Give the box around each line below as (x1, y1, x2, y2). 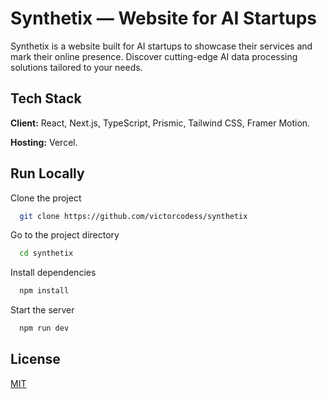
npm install (19, 286, 70, 296)
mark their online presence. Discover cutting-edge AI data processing (10, 50, 298, 62)
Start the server (10, 304, 75, 316)
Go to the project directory (10, 229, 120, 241)
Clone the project (10, 192, 82, 204)
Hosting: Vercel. (10, 136, 78, 148)
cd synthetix (19, 248, 74, 259)
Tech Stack (10, 90, 82, 107)
